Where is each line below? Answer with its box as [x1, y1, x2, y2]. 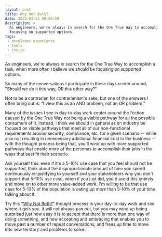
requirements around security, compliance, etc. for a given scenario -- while [5, 130, 157, 136]
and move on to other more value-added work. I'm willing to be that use [5, 181, 148, 187]
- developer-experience [7, 39, 55, 44]
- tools [7, 43, 23, 48]
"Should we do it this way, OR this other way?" [5, 86, 97, 92]
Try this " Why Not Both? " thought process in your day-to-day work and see [5, 201, 155, 206]
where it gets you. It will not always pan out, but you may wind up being [5, 205, 148, 211]
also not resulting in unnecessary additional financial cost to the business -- [5, 135, 156, 141]
